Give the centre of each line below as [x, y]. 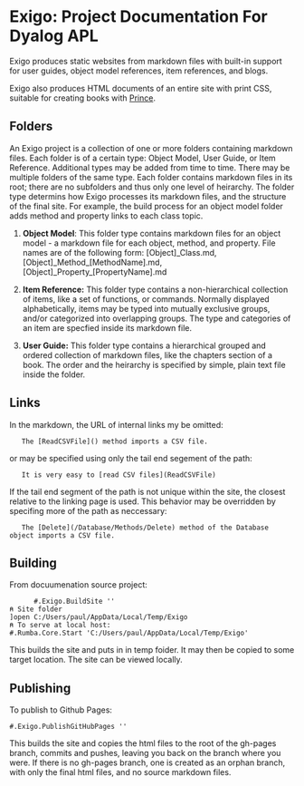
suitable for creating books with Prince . [83, 98]
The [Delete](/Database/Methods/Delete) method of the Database [145, 528]
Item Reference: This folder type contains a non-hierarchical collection [155, 289]
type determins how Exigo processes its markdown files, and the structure [148, 196]
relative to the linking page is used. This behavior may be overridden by [142, 501]
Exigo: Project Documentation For [139, 17]
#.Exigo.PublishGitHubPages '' [68, 727]
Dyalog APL [54, 36]
